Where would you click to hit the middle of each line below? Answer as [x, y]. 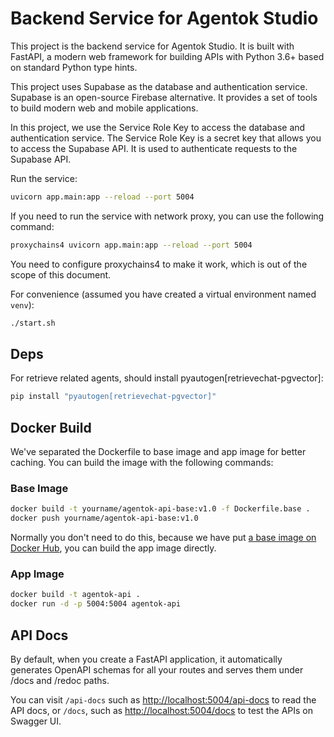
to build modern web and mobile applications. [104, 108]
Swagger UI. [36, 721]
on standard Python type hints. [74, 67]
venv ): [22, 304]
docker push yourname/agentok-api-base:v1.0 [104, 518]
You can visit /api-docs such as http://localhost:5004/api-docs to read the [163, 699]
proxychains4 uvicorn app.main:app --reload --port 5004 [131, 245]
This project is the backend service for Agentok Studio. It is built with [152, 46]
